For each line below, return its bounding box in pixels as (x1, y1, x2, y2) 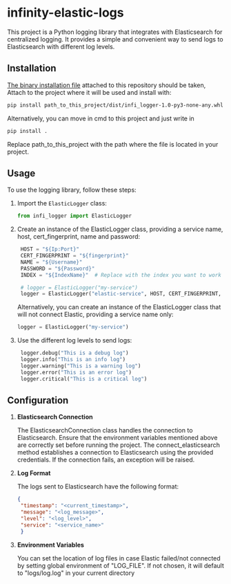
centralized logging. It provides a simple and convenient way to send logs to (7, 35, 223, 43)
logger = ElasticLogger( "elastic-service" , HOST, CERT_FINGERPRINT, (20, 291, 222, 298)
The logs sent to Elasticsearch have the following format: (17, 482, 179, 491)
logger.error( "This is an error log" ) (20, 369, 132, 376)
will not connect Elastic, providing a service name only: (17, 310, 174, 319)
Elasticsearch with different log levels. (7, 42, 115, 51)
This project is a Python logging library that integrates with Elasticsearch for (7, 28, 223, 36)
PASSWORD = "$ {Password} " (20, 265, 95, 272)
